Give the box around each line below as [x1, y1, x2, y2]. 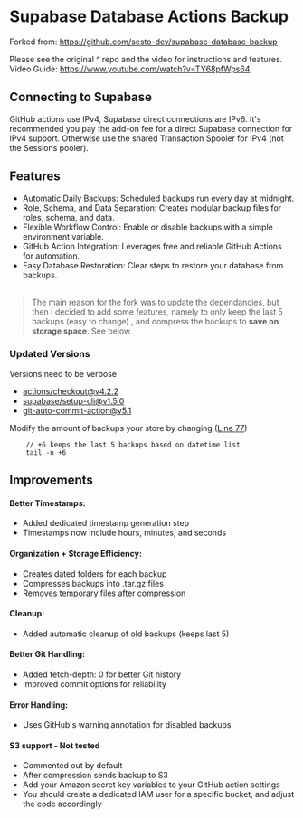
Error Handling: [9, 699, 69, 710]
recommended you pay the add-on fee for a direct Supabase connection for [9, 123, 293, 134]
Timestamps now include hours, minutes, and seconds [22, 527, 227, 539]
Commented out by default [22, 760, 123, 771]
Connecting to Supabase [9, 89, 152, 105]
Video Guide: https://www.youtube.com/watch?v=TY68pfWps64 [9, 63, 251, 74]
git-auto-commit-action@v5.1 [22, 405, 132, 416]
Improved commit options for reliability [22, 679, 167, 690]
